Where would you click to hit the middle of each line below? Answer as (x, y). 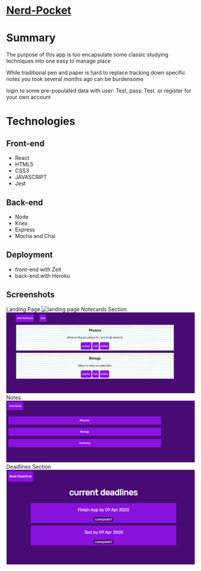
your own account (28, 97)
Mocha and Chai (35, 236)
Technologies (41, 121)
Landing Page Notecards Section (67, 309)
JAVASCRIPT (31, 177)
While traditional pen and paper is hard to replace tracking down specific (96, 73)
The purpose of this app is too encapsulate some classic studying (87, 55)
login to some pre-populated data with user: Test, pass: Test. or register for (99, 91)
